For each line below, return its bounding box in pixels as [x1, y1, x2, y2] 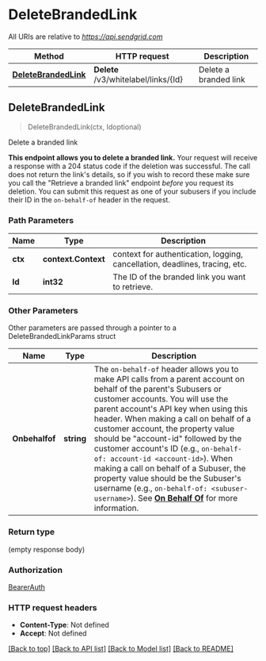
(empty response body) [8, 544, 85, 554]
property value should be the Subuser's [93, 473, 241, 484]
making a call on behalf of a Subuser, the [93, 463, 246, 474]
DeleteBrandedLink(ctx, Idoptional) [27, 121, 142, 132]
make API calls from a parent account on [93, 374, 245, 385]
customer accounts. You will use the [93, 394, 229, 405]
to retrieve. [112, 282, 153, 293]
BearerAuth [8, 582, 46, 592]
